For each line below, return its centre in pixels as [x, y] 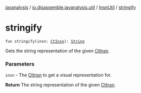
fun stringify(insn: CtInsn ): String [45, 41]
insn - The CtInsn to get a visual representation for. [59, 75]
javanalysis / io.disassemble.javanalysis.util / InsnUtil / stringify [71, 7]
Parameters [20, 64]
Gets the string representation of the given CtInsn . [57, 51]
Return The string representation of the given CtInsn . [61, 85]
